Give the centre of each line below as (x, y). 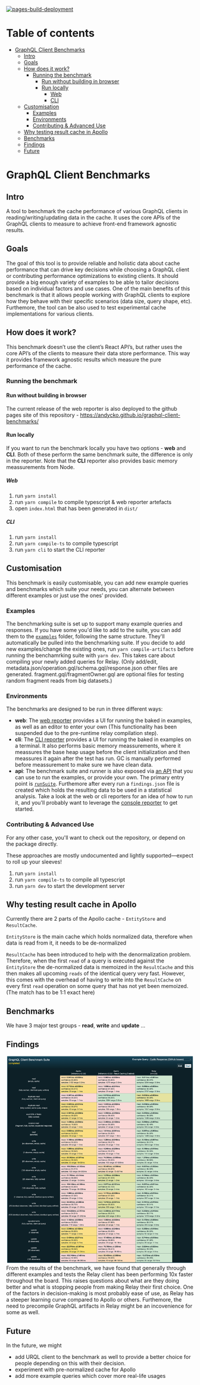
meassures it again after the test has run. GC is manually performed (98, 758)
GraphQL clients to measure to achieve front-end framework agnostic (92, 224)
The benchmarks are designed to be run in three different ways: (85, 709)
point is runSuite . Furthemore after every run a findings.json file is (97, 784)
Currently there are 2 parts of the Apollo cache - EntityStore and (86, 919)
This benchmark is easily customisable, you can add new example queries (97, 583)
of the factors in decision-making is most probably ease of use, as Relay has (100, 1293)
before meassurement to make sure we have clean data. (84, 765)
